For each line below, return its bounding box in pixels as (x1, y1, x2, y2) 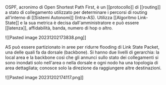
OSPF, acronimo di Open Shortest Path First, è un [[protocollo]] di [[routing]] (5, 4, 161, 10)
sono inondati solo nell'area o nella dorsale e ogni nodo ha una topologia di (5, 60, 159, 65)
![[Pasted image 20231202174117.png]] (5, 75, 84, 80)
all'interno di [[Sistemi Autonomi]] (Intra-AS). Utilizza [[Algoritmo (5, 15, 137, 20)
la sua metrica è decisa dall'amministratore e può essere (24, 20, 139, 26)
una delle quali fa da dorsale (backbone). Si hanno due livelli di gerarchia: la (5, 49, 160, 55)
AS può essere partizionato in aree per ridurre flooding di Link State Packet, (5, 44, 160, 50)
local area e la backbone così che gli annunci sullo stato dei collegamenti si (5, 55, 159, 60)
